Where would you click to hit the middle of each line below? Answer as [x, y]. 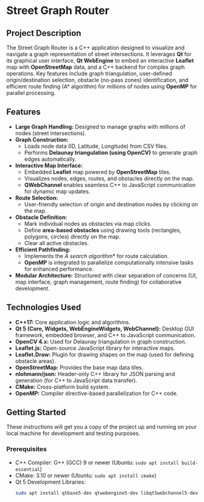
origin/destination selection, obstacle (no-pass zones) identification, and [97, 80]
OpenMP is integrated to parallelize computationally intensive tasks [109, 262]
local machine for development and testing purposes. [73, 433]
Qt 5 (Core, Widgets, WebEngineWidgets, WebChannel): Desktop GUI [104, 329]
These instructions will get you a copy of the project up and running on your [101, 427]
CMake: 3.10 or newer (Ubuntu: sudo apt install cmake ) [86, 475]
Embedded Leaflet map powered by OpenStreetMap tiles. [97, 172]
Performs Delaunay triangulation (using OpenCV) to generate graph [111, 152]
